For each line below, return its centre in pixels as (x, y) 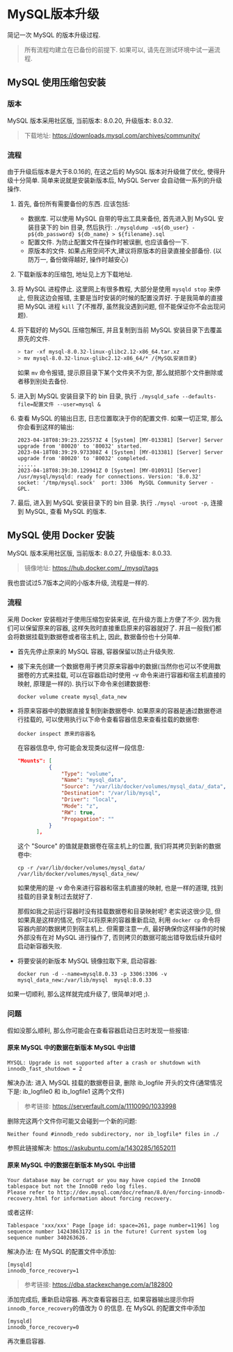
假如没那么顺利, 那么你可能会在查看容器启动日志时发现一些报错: (98, 1030)
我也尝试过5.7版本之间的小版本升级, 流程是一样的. (78, 583)
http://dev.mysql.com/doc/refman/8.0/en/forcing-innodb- (141, 1192)
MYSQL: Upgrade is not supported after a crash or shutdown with (104, 1062)
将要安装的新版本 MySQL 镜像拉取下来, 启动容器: (87, 961)
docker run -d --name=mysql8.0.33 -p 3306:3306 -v (92, 974)
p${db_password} (51, 234)
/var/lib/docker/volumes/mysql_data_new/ (78, 874)
